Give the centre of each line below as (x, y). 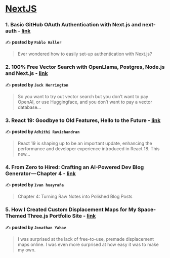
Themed (16, 216)
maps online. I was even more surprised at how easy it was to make (88, 244)
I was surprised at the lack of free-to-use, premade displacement (86, 239)
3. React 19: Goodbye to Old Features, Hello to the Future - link (83, 120)
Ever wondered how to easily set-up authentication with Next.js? (85, 54)
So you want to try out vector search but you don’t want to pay (83, 96)
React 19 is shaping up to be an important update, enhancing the (85, 143)
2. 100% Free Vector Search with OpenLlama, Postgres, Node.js (85, 67)
